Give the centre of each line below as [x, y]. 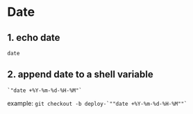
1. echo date [34, 38]
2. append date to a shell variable [81, 74]
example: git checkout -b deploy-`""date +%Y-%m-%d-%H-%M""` [97, 103]
